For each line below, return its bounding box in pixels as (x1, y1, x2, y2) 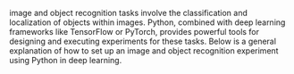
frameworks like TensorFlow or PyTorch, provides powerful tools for (9, 27, 260, 37)
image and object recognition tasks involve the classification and (9, 8, 248, 18)
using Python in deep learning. (9, 55, 122, 65)
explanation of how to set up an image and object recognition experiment (9, 45, 279, 56)
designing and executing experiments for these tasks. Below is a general (9, 36, 277, 46)
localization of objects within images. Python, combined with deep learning (9, 17, 286, 28)
